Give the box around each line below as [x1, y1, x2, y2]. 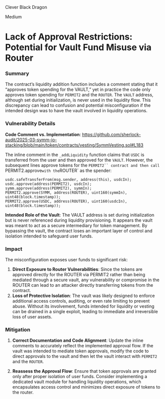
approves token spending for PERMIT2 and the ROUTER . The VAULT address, [5, 92, 154, 98]
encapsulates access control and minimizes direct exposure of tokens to [12, 384, 161, 390]
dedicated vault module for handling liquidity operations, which [12, 379, 141, 385]
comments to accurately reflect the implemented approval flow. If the [12, 343, 154, 349]
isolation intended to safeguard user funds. [5, 233, 93, 239]
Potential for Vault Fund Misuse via [5, 42, 152, 53]
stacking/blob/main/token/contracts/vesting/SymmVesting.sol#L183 [5, 142, 144, 148]
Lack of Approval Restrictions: [5, 31, 133, 43]
